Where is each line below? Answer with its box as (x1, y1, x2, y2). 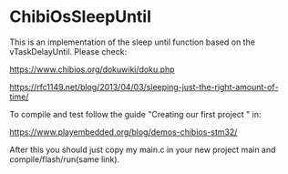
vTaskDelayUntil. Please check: (9, 46, 128, 56)
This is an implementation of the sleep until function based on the (9, 36, 255, 47)
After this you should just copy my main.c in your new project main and (9, 144, 276, 155)
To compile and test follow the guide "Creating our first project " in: (9, 108, 262, 119)
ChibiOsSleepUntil (9, 6, 152, 27)
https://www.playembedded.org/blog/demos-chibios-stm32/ (9, 126, 238, 138)
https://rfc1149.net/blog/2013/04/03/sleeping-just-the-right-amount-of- (9, 81, 279, 92)
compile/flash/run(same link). (9, 153, 120, 165)
